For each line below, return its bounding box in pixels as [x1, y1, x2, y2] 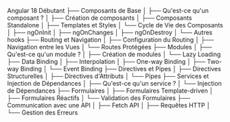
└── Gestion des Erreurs [7, 108, 78, 117]
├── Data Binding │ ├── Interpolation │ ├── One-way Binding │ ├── [7, 58, 206, 65]
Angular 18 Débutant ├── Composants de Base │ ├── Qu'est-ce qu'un [7, 7, 209, 14]
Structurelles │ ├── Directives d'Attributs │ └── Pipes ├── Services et [7, 72, 209, 80]
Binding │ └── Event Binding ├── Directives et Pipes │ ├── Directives [20, 65, 222, 73]
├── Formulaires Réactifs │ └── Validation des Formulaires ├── [7, 94, 191, 102]
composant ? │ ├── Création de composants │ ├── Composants [7, 14, 192, 22]
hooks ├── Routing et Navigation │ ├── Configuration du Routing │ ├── [7, 36, 214, 44]
